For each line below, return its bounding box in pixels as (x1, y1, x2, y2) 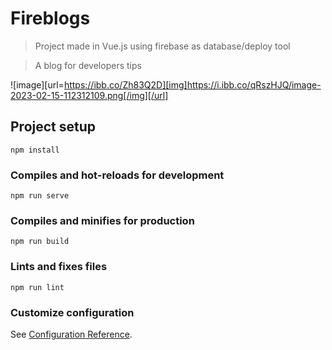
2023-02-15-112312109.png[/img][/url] (10, 89, 169, 101)
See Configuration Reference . (10, 328, 133, 340)
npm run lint (10, 282, 65, 292)
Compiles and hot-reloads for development (10, 168, 225, 182)
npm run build (10, 237, 70, 247)
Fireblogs (10, 7, 91, 30)
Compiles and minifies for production (10, 213, 195, 227)
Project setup (10, 118, 97, 136)
